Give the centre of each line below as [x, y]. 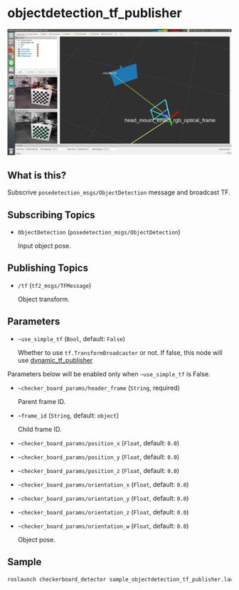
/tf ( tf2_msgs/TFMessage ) [54, 285]
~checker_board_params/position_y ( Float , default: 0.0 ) [99, 457]
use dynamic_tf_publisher [55, 360]
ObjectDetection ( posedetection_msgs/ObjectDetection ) [99, 232]
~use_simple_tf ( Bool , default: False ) [71, 338]
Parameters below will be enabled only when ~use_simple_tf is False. [109, 374]
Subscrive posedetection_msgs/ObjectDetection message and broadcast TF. [119, 192]
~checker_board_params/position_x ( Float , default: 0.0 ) [99, 442]
